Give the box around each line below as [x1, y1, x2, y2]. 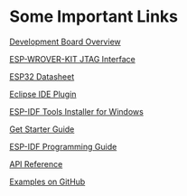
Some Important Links [9, 6, 179, 27]
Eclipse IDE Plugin [9, 89, 77, 99]
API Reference [9, 158, 63, 169]
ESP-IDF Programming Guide [9, 141, 117, 152]
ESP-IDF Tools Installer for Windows [9, 106, 145, 117]
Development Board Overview [9, 36, 121, 47]
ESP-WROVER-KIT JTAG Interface [9, 53, 136, 64]
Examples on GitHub [9, 176, 86, 187]
